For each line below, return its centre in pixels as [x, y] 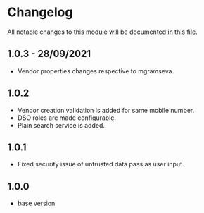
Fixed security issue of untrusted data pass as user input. [101, 164]
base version [36, 203]
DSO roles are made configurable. [67, 118]
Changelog [40, 12]
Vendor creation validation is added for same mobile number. [106, 110]
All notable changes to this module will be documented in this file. [103, 32]
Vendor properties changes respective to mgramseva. [96, 71]
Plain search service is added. [61, 125]
